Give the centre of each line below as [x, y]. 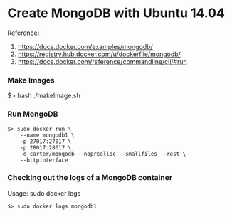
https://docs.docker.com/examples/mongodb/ [85, 46]
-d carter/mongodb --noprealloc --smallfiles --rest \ [103, 154]
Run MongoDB [33, 114]
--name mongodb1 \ [47, 135]
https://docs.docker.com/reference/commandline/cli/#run [102, 61]
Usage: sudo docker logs [44, 193]
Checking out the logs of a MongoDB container [90, 178]
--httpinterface [44, 160]
